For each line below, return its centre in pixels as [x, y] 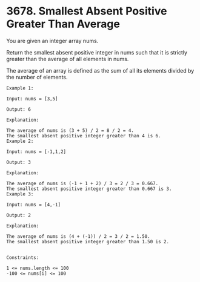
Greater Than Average [63, 24]
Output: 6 [19, 109]
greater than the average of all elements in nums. [68, 59]
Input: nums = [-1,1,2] [36, 152]
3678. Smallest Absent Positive [87, 11]
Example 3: [20, 194]
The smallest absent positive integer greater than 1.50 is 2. [88, 241]
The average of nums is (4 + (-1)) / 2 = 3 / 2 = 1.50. [78, 236]
